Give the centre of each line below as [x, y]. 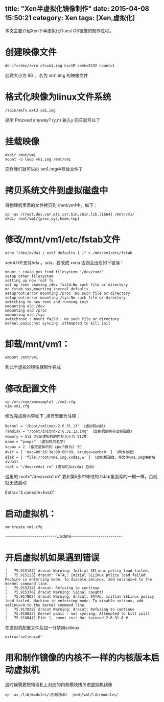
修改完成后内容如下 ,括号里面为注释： [43, 416]
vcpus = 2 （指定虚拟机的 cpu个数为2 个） [45, 447]
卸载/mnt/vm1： [38, 344]
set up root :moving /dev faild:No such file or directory [67, 285]
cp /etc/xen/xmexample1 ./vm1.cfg [40, 402]
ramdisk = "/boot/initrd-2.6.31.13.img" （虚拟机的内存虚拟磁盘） [70, 432]
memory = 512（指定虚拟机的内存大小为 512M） [47, 437]
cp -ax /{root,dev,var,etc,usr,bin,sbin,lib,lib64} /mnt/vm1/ [70, 214]
